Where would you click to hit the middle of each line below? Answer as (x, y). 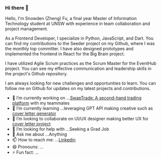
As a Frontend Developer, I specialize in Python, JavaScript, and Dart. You (79, 38)
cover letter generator (34, 114)
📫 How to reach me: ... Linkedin (44, 140)
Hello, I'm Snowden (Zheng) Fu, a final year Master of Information (71, 19)
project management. (27, 29)
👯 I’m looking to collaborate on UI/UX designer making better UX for (80, 119)
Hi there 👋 (17, 8)
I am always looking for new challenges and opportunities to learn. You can (80, 83)
